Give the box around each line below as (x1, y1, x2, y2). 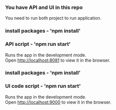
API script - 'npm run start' (5, 41, 71, 48)
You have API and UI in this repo (5, 4, 83, 11)
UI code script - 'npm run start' (5, 83, 81, 90)
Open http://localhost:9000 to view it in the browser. (5, 99, 112, 105)
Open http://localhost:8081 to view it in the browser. (5, 57, 111, 63)
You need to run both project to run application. (5, 15, 102, 21)
